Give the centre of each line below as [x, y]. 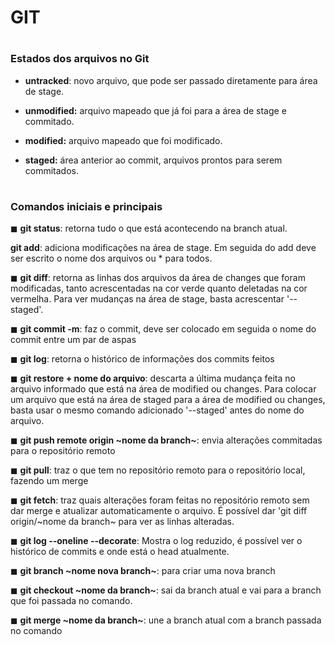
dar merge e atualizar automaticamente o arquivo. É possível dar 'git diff [159, 511]
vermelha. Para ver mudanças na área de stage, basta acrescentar [147, 299]
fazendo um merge [49, 481]
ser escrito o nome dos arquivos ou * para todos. [111, 258]
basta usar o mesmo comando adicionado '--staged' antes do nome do [157, 410]
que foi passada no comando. [71, 601]
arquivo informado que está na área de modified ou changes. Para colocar [163, 389]
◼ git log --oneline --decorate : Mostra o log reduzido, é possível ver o [156, 541]
